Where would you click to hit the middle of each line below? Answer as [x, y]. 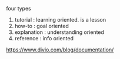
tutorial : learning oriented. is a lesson [60, 20]
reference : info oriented [44, 38]
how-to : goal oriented [41, 26]
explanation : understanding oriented [59, 32]
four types [19, 8]
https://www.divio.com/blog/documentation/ [60, 50]
